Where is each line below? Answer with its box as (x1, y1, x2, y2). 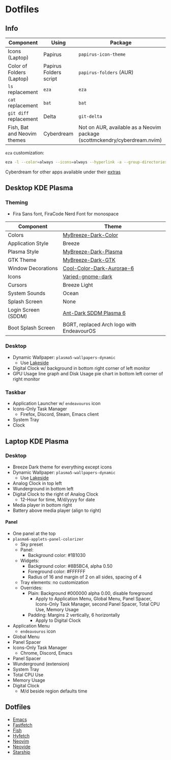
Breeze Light (63, 281, 93, 288)
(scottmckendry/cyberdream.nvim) (78, 137, 162, 144)
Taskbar (5, 389, 26, 396)
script (43, 75, 58, 82)
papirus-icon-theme (78, 52, 126, 57)
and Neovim (8, 130, 37, 137)
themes (8, 137, 26, 144)
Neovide (12, 743, 31, 750)
